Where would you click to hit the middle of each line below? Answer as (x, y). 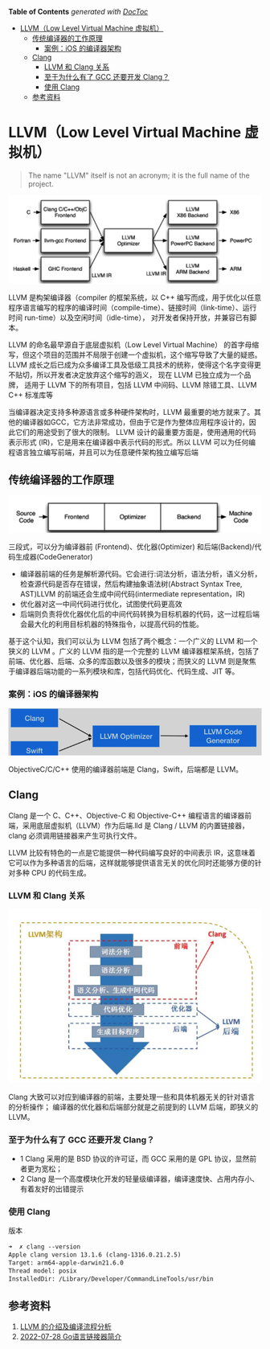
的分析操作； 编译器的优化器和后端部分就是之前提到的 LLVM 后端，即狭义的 (133, 1107)
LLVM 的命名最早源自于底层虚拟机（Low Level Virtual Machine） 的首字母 (130, 344)
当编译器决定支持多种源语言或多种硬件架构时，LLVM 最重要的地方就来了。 (131, 412)
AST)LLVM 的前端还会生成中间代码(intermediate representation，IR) (133, 594)
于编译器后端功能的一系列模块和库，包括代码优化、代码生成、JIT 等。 (124, 671)
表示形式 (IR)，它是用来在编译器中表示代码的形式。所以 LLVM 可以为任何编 (132, 442)
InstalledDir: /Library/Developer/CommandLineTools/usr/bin (111, 1279)
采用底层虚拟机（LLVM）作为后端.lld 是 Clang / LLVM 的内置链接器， (135, 825)
